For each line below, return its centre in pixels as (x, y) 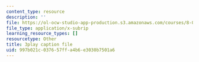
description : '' (26, 17)
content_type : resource (36, 12)
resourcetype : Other (32, 39)
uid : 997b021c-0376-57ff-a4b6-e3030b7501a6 (61, 50)
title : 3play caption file (39, 45)
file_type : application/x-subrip (47, 28)
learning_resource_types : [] (42, 34)
